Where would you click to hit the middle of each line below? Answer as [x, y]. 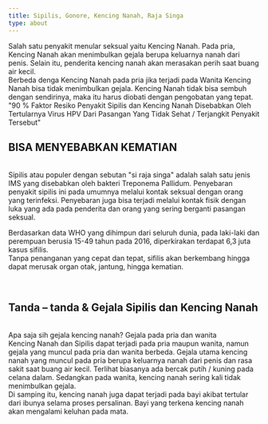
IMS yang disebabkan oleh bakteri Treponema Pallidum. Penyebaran [120, 184]
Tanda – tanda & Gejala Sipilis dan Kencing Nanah [133, 307]
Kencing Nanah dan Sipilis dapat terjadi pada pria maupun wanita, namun [129, 343]
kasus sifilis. [29, 250]
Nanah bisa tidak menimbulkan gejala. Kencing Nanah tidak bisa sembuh [128, 88]
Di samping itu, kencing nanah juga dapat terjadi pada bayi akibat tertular [128, 394]
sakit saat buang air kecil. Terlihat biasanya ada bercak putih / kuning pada [131, 369]
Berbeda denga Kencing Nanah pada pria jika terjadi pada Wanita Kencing [130, 80]
